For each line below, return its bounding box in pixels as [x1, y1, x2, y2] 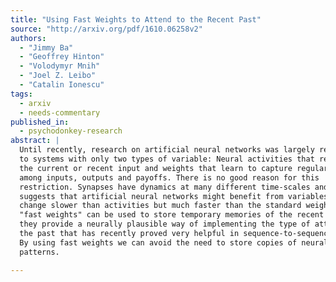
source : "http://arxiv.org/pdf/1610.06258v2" [10, 24, 203, 34]
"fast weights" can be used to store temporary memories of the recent [19, 210, 325, 220]
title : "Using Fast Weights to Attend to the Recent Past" [10, 14, 262, 25]
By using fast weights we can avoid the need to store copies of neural [19, 237, 329, 248]
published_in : [10, 117, 70, 127]
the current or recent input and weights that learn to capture [19, 163, 293, 173]
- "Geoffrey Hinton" [19, 52, 105, 62]
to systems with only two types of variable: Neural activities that [19, 154, 315, 164]
